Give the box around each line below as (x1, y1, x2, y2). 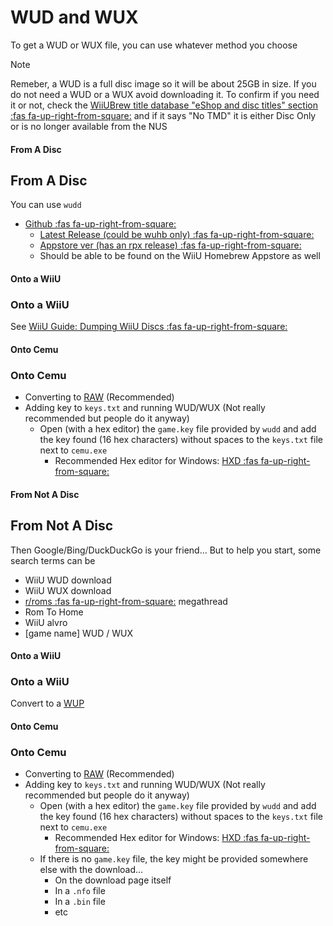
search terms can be (10, 554, 96, 566)
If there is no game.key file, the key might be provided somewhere (39, 853, 309, 865)
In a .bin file (54, 896, 106, 908)
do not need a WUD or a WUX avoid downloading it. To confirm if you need (10, 88, 320, 100)
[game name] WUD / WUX (24, 627, 134, 639)
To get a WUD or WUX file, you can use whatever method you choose (10, 39, 298, 51)
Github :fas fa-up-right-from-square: (24, 218, 177, 230)
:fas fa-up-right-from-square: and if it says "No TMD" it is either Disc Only (10, 109, 317, 121)
